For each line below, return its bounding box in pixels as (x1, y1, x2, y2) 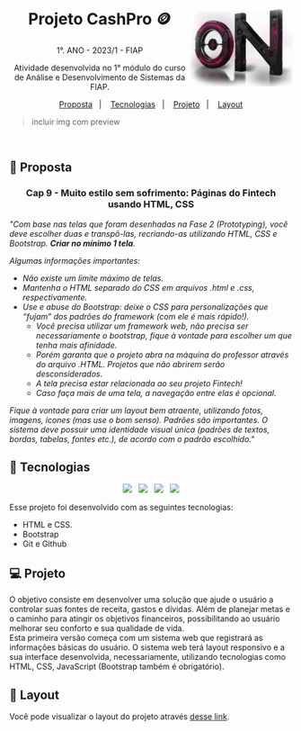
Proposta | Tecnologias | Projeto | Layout (58, 98, 243, 110)
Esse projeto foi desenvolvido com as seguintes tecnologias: (9, 502, 234, 513)
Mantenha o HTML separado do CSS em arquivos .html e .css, (22, 282, 255, 293)
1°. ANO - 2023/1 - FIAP (57, 44, 144, 56)
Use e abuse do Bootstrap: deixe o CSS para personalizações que (22, 301, 269, 312)
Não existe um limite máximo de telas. (22, 273, 164, 284)
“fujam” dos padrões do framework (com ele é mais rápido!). (22, 311, 250, 321)
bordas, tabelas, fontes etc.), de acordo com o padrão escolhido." (9, 433, 255, 444)
